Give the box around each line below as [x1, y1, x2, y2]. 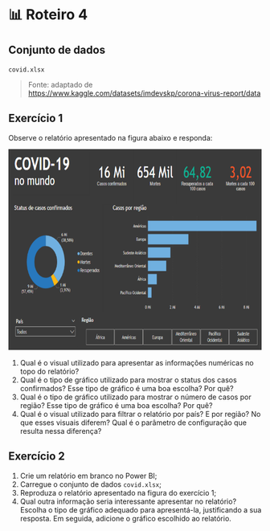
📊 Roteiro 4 [8, 6, 88, 24]
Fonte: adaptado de [27, 80, 93, 89]
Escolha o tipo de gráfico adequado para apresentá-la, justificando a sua [19, 504, 262, 514]
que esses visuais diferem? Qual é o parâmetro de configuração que [19, 418, 247, 427]
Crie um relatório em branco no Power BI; [19, 471, 157, 480]
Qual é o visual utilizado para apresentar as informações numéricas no [19, 357, 255, 367]
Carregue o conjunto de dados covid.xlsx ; [19, 479, 162, 489]
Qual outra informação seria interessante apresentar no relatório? [19, 496, 237, 506]
